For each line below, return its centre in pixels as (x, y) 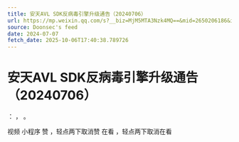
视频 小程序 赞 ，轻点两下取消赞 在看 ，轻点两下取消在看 (90, 131)
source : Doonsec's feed (43, 27)
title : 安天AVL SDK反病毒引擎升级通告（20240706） (77, 14)
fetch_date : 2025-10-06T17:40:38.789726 (68, 40)
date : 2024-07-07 (33, 34)
